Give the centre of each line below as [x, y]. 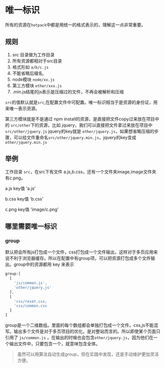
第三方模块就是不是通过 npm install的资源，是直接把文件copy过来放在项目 [80, 119]
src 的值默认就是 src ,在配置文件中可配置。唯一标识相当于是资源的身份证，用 [82, 102]
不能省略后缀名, [28, 73]
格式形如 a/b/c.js [31, 67]
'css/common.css [31, 306]
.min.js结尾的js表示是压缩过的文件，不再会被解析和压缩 [68, 91]
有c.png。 [15, 178]
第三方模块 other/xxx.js [37, 85]
